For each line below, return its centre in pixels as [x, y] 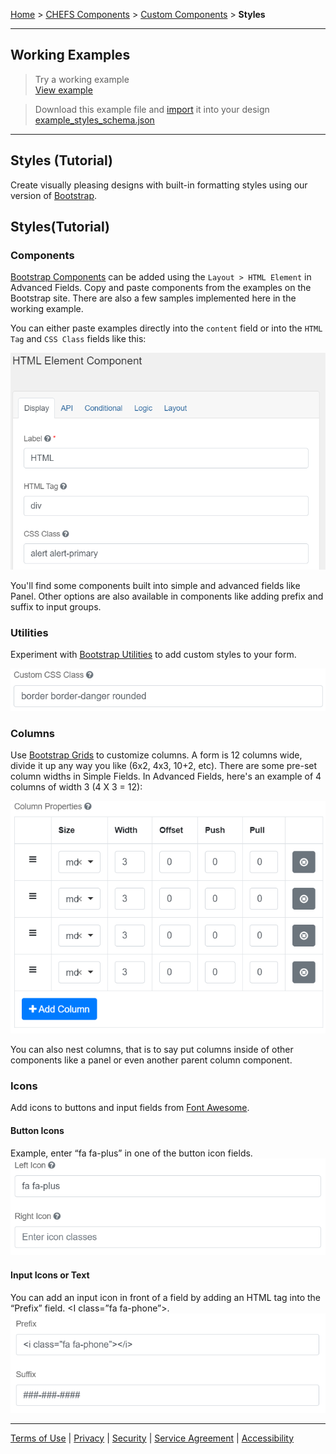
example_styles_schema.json [94, 120]
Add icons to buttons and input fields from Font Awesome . [130, 1108]
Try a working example [82, 79]
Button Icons [37, 1131]
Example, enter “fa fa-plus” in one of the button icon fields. [131, 1153]
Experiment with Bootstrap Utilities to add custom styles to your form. [153, 654]
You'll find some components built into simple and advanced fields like [155, 585]
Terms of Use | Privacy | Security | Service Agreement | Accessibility [152, 1438]
